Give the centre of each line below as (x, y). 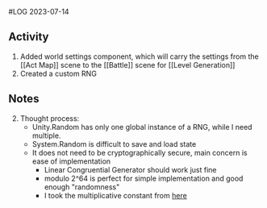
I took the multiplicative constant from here (115, 195)
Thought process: (50, 118)
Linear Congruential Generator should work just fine (130, 169)
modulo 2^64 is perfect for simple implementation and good (144, 178)
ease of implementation (71, 161)
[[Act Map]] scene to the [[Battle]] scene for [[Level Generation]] (127, 64)
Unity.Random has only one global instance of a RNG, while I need (142, 127)
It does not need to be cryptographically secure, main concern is (140, 152)
